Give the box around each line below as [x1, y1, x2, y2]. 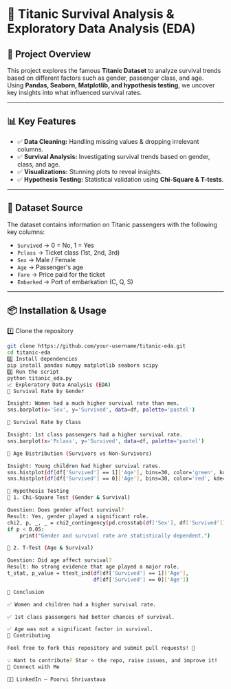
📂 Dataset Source [7, 202, 83, 214]
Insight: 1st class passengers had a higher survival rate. [7, 432, 184, 438]
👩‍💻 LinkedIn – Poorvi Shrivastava [7, 676, 107, 683]
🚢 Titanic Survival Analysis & [7, 6, 175, 22]
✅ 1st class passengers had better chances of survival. [7, 613, 175, 620]
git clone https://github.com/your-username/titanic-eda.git [7, 343, 186, 350]
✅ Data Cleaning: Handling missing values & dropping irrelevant [16, 137, 199, 145]
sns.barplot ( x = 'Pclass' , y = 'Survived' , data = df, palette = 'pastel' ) [7, 437, 205, 445]
